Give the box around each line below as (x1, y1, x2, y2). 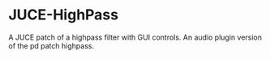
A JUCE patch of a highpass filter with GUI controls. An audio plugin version (8, 32, 262, 42)
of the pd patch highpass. (8, 40, 95, 50)
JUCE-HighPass (8, 6, 119, 24)
